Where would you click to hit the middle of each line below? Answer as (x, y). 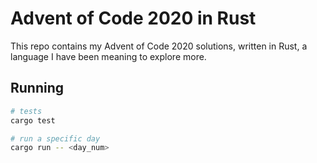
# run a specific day (55, 138)
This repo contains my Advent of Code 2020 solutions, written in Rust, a (159, 46)
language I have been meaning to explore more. (108, 56)
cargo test (33, 120)
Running (37, 88)
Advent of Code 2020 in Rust (133, 18)
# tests (26, 111)
